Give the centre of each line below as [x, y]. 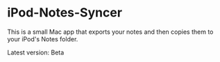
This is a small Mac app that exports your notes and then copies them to [110, 32]
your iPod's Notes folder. [43, 39]
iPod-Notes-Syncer [65, 13]
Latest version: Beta [36, 52]
